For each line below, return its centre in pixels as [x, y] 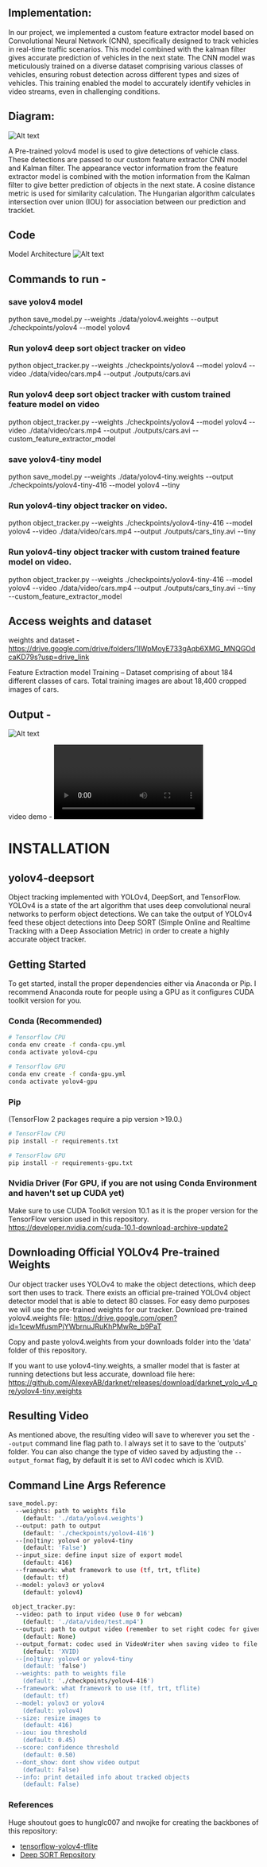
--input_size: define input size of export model [99, 1555]
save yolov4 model [46, 301]
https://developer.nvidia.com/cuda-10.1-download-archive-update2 [118, 1227]
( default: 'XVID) [51, 1652]
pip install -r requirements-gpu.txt [71, 1163]
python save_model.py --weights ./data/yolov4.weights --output [113, 319]
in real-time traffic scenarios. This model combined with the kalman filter [127, 49]
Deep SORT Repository [58, 1854]
